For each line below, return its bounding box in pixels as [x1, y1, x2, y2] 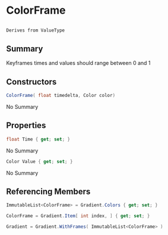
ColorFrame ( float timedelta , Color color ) [6, 93, 116, 99]
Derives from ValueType [6, 27, 65, 33]
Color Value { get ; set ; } [6, 158, 73, 164]
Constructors [6, 77, 57, 87]
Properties [6, 120, 46, 131]
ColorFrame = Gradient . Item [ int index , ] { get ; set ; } [6, 213, 150, 219]
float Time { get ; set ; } [6, 136, 70, 142]
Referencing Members [6, 186, 91, 196]
